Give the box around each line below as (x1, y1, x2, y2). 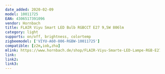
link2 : (5, 57, 19, 62)
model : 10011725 (5, 12, 38, 17)
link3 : (5, 61, 19, 66)
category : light (5, 30, 38, 35)
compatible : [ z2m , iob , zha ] (5, 43, 60, 48)
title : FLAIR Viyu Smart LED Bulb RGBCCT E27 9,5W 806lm (5, 25, 124, 30)
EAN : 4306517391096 (5, 16, 45, 21)
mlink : (5, 48, 19, 53)
